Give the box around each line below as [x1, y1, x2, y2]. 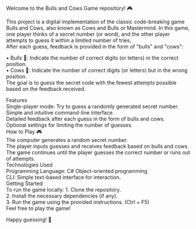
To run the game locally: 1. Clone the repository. [6, 186, 121, 193]
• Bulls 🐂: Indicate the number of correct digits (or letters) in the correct [6, 54, 178, 61]
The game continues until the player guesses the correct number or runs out [6, 149, 190, 156]
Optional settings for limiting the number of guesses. [6, 122, 133, 129]
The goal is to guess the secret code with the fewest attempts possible [6, 79, 177, 86]
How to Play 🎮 [6, 128, 42, 135]
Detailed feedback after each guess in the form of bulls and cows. [6, 116, 166, 122]
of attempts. [6, 155, 36, 162]
